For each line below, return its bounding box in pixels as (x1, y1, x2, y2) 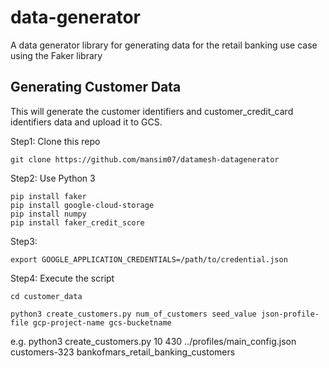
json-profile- (260, 309, 320, 319)
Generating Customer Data (10, 79, 182, 96)
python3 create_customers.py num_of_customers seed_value (10, 309, 257, 319)
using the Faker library (10, 49, 103, 61)
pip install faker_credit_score (10, 217, 145, 228)
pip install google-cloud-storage (10, 200, 155, 210)
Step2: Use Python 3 (10, 172, 96, 184)
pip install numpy (10, 209, 87, 219)
